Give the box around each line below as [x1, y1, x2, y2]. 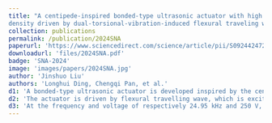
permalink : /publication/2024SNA [8, 34, 121, 43]
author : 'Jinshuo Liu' [8, 72, 85, 80]
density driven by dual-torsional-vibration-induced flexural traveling [8, 19, 259, 28]
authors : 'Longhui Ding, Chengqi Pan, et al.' [8, 79, 168, 87]
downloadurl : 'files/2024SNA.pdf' [8, 49, 125, 57]
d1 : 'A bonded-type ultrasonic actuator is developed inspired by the [8, 87, 252, 95]
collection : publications [8, 27, 96, 35]
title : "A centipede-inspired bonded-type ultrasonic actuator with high [8, 11, 263, 20]
